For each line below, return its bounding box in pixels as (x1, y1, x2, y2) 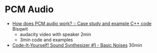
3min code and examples (19, 37, 73, 43)
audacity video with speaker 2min (19, 31, 92, 37)
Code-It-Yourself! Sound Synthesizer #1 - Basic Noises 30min (12, 42, 143, 48)
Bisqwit (12, 25, 28, 32)
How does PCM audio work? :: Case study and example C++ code (12, 20, 152, 26)
